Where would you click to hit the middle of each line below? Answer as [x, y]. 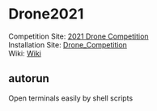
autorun [29, 78]
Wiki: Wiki [25, 53]
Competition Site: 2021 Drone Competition [78, 36]
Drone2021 [46, 14]
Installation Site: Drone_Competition [68, 44]
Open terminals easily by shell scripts [71, 98]
